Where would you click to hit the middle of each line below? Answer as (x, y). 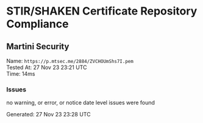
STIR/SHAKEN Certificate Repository (102, 11)
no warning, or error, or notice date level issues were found (81, 103)
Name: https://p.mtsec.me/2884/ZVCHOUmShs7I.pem (70, 61)
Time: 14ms (21, 74)
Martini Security (38, 46)
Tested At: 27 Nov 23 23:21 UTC (47, 67)
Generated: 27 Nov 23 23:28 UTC (48, 115)
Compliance (37, 24)
